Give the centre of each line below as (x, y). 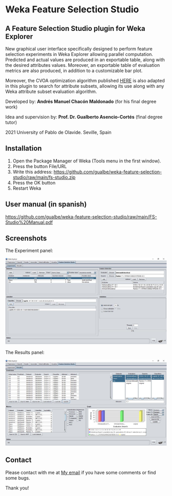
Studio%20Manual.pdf (29, 222)
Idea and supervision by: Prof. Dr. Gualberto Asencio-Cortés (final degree (84, 117)
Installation (24, 148)
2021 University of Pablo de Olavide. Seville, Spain (58, 132)
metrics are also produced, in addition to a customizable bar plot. (74, 71)
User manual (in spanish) (46, 204)
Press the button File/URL (40, 166)
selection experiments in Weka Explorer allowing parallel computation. (79, 54)
